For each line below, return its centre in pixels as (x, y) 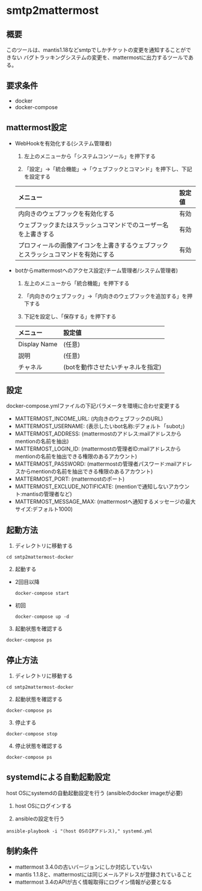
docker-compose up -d (42, 617)
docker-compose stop (32, 734)
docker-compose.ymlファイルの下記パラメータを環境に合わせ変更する (93, 406)
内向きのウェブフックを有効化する (66, 214)
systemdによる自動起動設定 (58, 777)
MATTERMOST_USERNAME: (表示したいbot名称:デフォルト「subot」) (100, 426)
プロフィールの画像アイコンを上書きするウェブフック (93, 245)
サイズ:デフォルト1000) (44, 509)
